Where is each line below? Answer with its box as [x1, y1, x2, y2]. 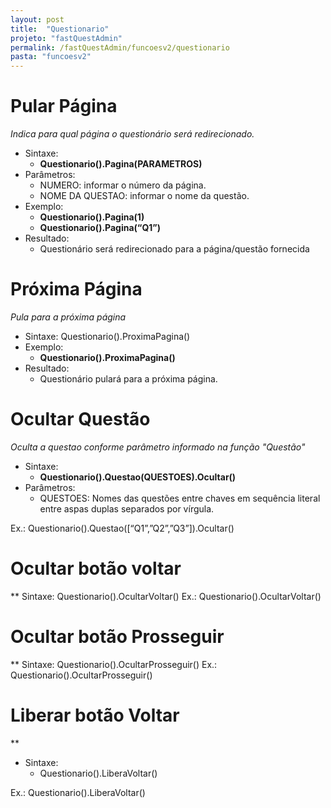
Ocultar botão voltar [10, 557, 182, 580]
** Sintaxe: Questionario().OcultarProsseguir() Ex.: [10, 658, 218, 670]
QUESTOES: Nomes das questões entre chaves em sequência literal [39, 492, 321, 504]
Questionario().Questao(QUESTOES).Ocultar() [39, 471, 237, 483]
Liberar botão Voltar [10, 704, 180, 726]
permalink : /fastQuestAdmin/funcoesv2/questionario [10, 42, 230, 53]
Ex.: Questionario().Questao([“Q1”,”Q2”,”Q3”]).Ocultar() [10, 522, 235, 534]
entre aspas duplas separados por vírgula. [39, 502, 215, 515]
